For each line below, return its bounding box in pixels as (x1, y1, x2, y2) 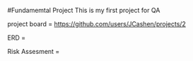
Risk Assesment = (7, 48, 60, 55)
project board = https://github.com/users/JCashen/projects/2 (7, 20, 186, 28)
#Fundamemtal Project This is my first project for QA (7, 6, 160, 14)
